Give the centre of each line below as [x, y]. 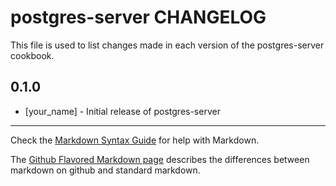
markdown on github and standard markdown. [105, 170]
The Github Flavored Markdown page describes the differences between [160, 159]
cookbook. [32, 55]
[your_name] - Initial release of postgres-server [122, 111]
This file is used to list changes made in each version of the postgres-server [167, 45]
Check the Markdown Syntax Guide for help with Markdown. [135, 140]
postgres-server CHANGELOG [138, 17]
